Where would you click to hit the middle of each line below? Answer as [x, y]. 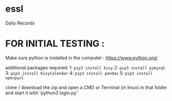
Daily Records [20, 23]
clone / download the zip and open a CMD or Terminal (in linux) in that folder [86, 87]
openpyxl [15, 78]
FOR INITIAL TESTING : [55, 44]
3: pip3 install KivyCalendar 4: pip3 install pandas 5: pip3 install [79, 73]
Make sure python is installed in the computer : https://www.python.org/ [82, 58]
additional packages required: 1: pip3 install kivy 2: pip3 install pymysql [85, 67]
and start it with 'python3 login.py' [42, 93]
